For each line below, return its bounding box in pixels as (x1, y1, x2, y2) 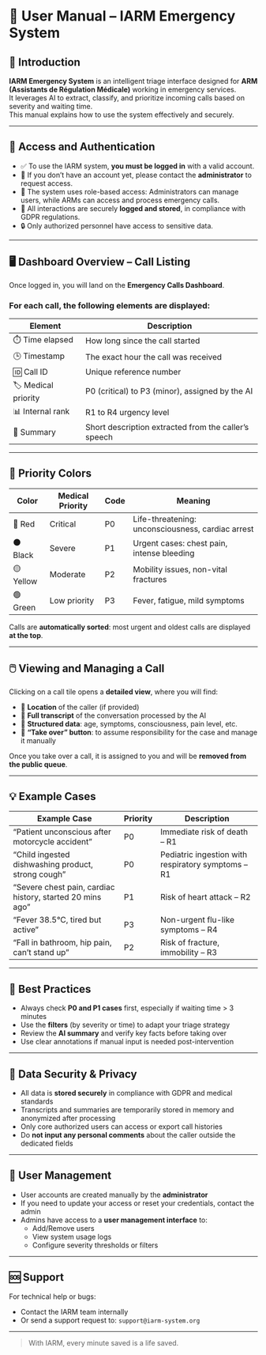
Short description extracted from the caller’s (84, 421, 249, 432)
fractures (133, 574, 167, 585)
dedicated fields (20, 1138, 73, 1148)
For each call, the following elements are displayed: (9, 300, 211, 311)
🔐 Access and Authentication (9, 140, 155, 153)
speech (84, 431, 114, 442)
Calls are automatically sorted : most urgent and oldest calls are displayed (9, 622, 251, 632)
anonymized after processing (20, 1113, 116, 1123)
